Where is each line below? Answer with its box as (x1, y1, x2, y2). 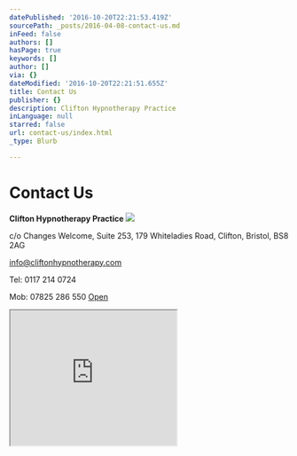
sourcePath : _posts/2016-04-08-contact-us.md (9, 21, 180, 30)
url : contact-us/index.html (9, 129, 113, 138)
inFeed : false (9, 29, 62, 38)
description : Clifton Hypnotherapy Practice (9, 104, 176, 113)
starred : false (9, 121, 66, 130)
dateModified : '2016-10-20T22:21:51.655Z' (9, 79, 168, 88)
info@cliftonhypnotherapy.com (9, 256, 122, 267)
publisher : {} (9, 95, 62, 105)
